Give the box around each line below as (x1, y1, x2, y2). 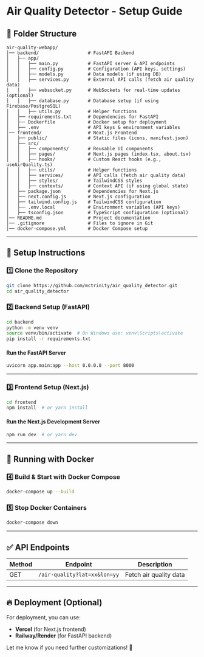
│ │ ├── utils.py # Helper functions (6, 108, 137, 114)
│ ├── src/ (6, 141, 39, 147)
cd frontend (6, 399, 36, 405)
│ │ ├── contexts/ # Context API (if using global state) (6, 183, 189, 189)
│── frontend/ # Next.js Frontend (6, 130, 137, 136)
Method (9, 560, 33, 568)
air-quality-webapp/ (6, 44, 59, 50)
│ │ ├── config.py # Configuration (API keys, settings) (6, 66, 186, 72)
